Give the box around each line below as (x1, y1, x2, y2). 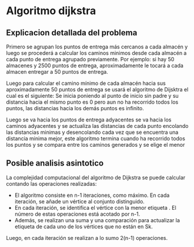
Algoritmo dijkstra (6, 4, 96, 18)
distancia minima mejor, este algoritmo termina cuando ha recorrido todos (6, 135, 185, 142)
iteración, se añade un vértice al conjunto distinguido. (14, 197, 145, 205)
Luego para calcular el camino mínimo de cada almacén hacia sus (6, 80, 166, 87)
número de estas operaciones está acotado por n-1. (14, 210, 141, 218)
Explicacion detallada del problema (6, 28, 138, 38)
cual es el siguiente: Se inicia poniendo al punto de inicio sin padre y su (6, 93, 179, 99)
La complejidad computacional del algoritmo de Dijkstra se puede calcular (6, 174, 186, 181)
